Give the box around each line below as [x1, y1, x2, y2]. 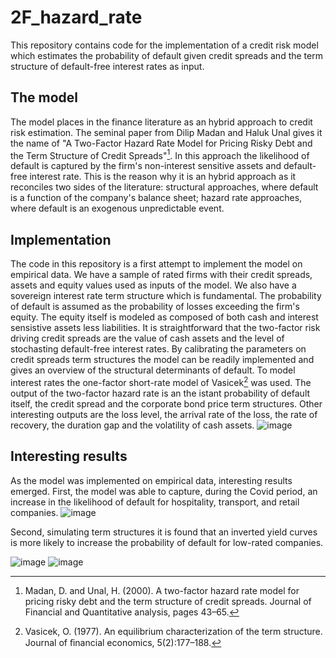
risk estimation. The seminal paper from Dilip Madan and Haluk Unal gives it [10, 126, 323, 138]
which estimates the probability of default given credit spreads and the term [10, 49, 323, 61]
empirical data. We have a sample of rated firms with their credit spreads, [10, 269, 313, 281]
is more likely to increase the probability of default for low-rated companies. [10, 536, 324, 548]
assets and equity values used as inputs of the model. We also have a [10, 279, 297, 291]
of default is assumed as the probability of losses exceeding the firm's [10, 301, 300, 313]
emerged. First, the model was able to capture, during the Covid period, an [10, 485, 318, 497]
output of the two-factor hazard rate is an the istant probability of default [10, 387, 311, 399]
